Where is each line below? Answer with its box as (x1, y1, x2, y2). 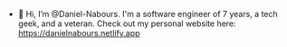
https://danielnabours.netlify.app (17, 28, 140, 38)
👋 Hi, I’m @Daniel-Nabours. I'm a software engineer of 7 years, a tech (17, 9, 278, 19)
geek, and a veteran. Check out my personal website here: (17, 18, 237, 29)
